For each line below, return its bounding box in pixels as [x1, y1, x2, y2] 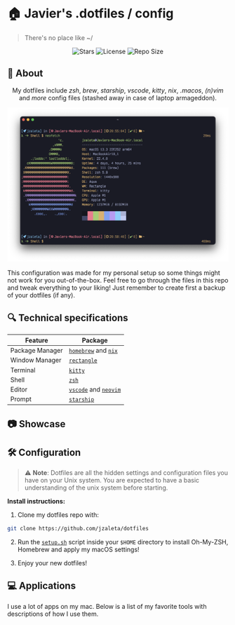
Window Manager [10, 356, 62, 365]
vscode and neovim [69, 385, 121, 394]
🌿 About [7, 67, 43, 79]
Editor [10, 385, 28, 394]
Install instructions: [7, 497, 65, 506]
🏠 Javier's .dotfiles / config [7, 6, 174, 22]
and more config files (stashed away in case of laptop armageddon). [18, 93, 217, 102]
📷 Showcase [7, 418, 66, 430]
